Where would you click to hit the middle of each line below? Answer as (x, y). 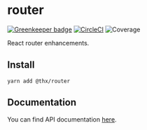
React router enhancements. (48, 43)
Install (21, 65)
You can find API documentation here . (62, 119)
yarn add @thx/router (39, 81)
